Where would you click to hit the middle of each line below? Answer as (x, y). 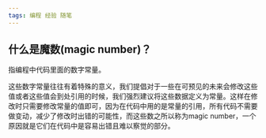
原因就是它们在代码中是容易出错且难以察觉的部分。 (91, 126)
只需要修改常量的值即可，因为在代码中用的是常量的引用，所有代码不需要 (140, 106)
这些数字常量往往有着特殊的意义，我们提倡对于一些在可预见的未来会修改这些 (133, 87)
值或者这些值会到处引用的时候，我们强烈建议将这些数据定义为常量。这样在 (129, 96)
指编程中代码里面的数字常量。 (57, 70)
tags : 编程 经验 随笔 (40, 15)
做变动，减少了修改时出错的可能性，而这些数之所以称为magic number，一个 (132, 116)
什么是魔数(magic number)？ (80, 49)
